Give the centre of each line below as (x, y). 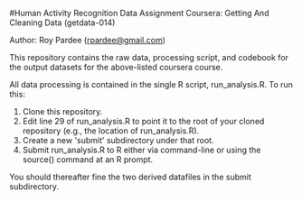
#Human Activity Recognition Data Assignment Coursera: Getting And (139, 13)
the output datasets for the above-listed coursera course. (116, 67)
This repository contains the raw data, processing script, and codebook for (149, 57)
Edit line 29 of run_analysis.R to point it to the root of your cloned (143, 121)
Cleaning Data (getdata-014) (62, 23)
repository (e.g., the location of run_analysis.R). (111, 131)
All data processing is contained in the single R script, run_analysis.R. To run (151, 84)
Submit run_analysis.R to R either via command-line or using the (142, 150)
